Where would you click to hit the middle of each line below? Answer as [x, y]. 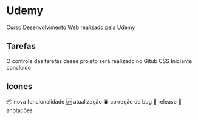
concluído [19, 67]
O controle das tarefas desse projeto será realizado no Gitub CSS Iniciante [99, 61]
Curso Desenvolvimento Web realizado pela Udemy [71, 27]
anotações [19, 110]
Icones [19, 86]
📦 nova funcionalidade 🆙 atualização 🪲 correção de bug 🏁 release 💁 [94, 101]
